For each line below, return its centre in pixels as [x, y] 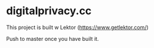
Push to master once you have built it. [53, 39]
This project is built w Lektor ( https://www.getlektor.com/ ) [78, 27]
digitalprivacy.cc [49, 11]
